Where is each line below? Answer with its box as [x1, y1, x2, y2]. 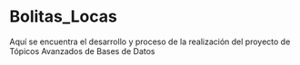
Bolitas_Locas [9, 6, 118, 27]
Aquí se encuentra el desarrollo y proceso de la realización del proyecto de [9, 36, 291, 47]
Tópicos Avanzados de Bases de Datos [9, 45, 155, 56]
